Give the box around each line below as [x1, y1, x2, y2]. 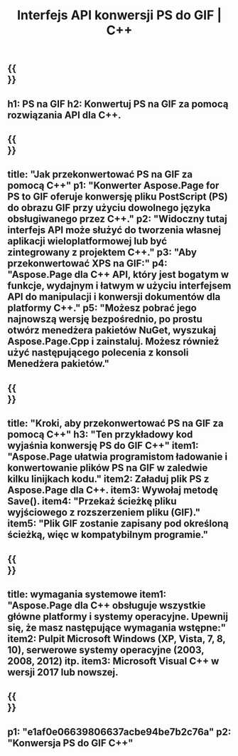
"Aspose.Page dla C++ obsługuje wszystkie [7, 599, 206, 611]
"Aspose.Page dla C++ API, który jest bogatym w [7, 269, 229, 281]
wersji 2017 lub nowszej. [7, 666, 119, 678]
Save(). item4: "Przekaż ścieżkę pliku [7, 495, 177, 507]
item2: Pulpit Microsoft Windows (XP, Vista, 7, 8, [7, 633, 226, 645]
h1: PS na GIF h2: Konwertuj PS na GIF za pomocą [7, 98, 229, 110]
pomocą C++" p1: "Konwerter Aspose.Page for [7, 180, 220, 192]
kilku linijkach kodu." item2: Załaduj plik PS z [7, 473, 210, 485]
